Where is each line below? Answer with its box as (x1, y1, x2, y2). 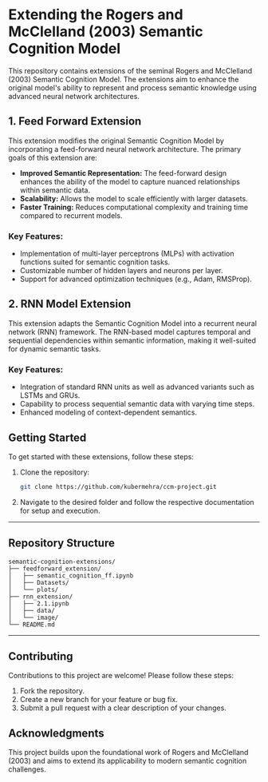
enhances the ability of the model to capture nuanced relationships (19, 177, 241, 186)
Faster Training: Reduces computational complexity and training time (19, 202, 249, 212)
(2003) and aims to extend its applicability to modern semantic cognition (8, 756, 247, 766)
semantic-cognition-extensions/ (8, 558, 116, 566)
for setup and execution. (19, 506, 101, 515)
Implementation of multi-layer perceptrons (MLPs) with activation (19, 249, 235, 259)
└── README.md (8, 621, 56, 629)
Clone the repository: (19, 467, 90, 477)
